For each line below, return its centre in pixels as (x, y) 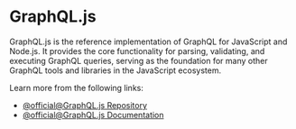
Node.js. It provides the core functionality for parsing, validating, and (137, 51)
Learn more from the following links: (77, 88)
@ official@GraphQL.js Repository (84, 105)
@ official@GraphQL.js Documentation (93, 115)
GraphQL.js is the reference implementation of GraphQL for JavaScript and (148, 41)
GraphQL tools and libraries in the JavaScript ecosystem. (116, 70)
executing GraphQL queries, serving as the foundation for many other (139, 60)
